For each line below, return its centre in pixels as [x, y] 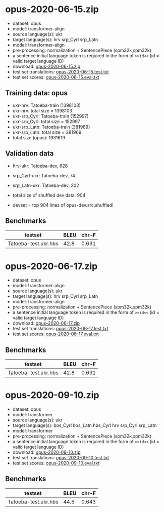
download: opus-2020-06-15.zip [46, 66]
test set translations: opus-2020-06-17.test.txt [60, 329]
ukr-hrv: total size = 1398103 [42, 110]
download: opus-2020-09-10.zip [46, 452]
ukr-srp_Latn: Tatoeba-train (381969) [51, 127]
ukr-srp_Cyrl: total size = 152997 [46, 121]
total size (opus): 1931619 [39, 137]
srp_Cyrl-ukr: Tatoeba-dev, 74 [44, 175]
